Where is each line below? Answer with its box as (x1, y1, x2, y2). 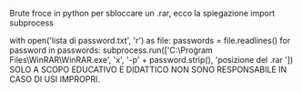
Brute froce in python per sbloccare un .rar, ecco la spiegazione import (9, 8, 276, 18)
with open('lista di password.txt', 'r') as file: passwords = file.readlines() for (9, 36, 291, 46)
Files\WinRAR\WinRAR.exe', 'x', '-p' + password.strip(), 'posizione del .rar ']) (9, 55, 294, 65)
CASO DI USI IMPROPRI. (9, 74, 100, 85)
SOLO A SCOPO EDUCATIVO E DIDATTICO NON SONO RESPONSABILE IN (9, 64, 287, 75)
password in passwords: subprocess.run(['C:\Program (9, 45, 214, 56)
